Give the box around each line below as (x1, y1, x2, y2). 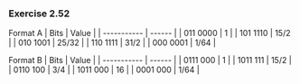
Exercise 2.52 (8, 7, 70, 20)
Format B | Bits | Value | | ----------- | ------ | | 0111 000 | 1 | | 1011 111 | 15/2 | (8, 55, 293, 66)
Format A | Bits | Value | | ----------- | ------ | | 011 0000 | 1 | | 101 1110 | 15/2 (8, 28, 291, 39)
